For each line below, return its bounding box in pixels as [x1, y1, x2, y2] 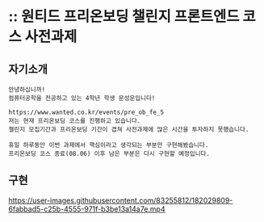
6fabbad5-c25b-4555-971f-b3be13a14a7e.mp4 [8, 203, 166, 214]
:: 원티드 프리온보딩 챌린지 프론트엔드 [8, 7, 240, 26]
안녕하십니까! [8, 86, 46, 94]
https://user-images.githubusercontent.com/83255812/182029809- [8, 195, 233, 205]
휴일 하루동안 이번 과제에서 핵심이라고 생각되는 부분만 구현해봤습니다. [8, 141, 209, 149]
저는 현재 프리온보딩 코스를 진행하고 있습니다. [8, 117, 141, 125]
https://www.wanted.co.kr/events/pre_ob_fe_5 [8, 108, 164, 116]
